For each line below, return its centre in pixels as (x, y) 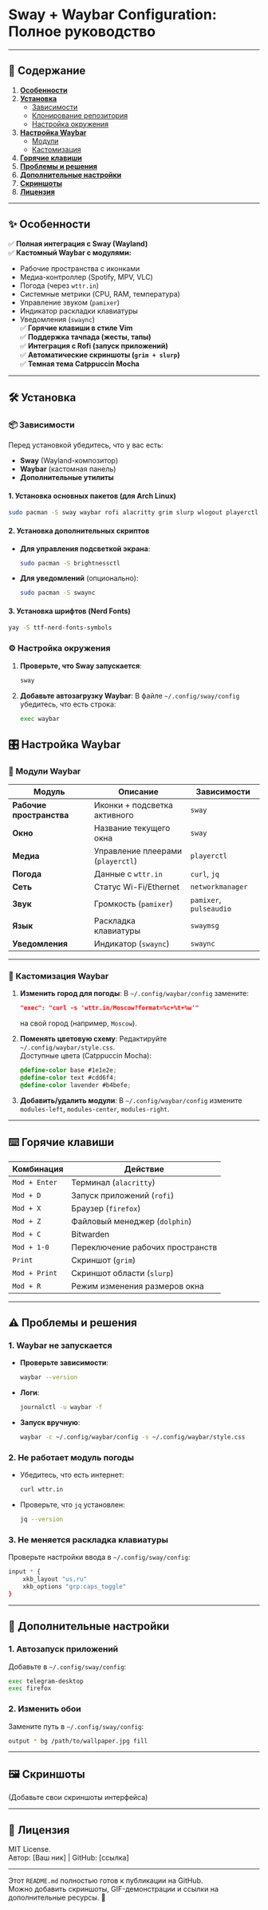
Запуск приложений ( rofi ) (123, 1195)
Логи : (30, 1392)
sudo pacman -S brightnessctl (70, 563)
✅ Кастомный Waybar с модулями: (70, 252)
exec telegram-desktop (46, 1681)
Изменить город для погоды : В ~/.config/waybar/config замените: (134, 994)
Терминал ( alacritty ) (113, 1182)
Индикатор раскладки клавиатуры (79, 311)
